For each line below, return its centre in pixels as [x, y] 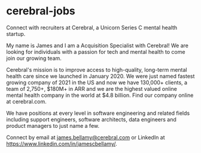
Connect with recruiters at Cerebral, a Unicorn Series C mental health [92, 27]
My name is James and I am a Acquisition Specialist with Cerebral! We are [97, 45]
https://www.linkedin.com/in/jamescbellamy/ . [62, 143]
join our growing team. [34, 58]
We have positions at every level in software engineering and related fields [98, 113]
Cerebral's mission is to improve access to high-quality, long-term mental [97, 69]
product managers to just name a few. [53, 126]
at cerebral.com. [26, 101]
